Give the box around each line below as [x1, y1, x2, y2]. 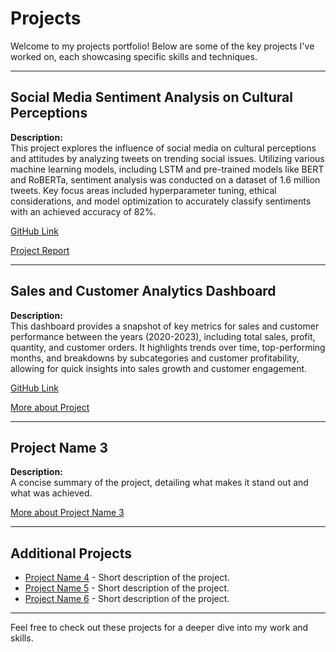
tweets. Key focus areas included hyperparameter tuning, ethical [10, 184, 277, 196]
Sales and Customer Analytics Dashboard [10, 283, 277, 300]
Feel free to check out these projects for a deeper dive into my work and [10, 622, 309, 634]
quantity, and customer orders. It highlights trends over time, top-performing [10, 341, 326, 353]
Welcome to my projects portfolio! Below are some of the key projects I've [10, 40, 315, 52]
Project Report [10, 244, 70, 256]
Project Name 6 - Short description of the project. [24, 593, 230, 605]
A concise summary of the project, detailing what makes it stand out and [10, 477, 309, 489]
